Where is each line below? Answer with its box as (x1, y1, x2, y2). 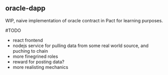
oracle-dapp (5, 4, 46, 13)
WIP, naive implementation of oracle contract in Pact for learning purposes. (5, 17, 163, 23)
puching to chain (12, 48, 48, 54)
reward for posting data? (12, 58, 65, 65)
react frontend (12, 37, 43, 43)
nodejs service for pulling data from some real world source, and (12, 43, 149, 49)
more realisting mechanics (12, 64, 69, 70)
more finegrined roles (12, 53, 59, 59)
